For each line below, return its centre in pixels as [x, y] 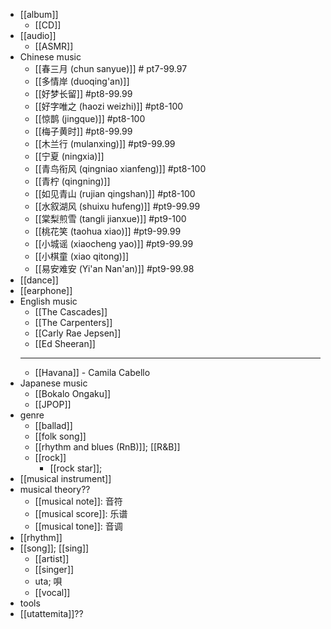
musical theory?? [55, 489]
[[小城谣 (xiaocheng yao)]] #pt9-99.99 [114, 243]
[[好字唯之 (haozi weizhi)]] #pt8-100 [109, 106]
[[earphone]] [46, 290]
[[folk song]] [60, 436]
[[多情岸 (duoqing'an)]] [82, 81]
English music [48, 301]
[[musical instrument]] [65, 478]
